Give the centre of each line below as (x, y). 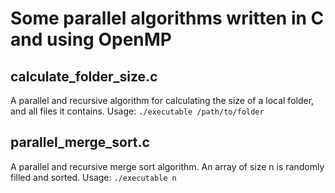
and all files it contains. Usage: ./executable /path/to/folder (137, 111)
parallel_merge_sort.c (80, 142)
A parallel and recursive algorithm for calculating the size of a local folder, (162, 100)
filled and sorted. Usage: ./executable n (93, 177)
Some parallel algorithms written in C (167, 18)
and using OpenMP (91, 39)
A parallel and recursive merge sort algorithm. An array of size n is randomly (167, 166)
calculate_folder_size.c (84, 76)
